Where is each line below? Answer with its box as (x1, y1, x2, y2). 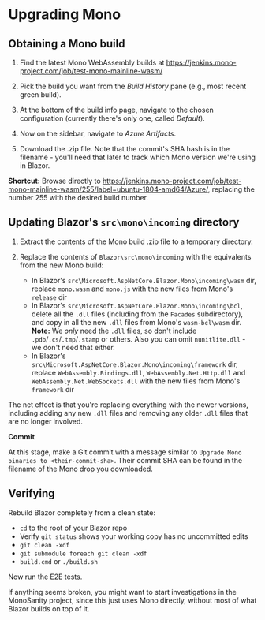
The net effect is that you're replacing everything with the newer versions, (8, 400, 248, 409)
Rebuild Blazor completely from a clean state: (8, 507, 156, 517)
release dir (31, 292, 67, 301)
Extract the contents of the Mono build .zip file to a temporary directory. (19, 237, 254, 246)
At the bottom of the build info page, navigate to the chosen (19, 105, 215, 114)
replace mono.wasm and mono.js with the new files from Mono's (31, 284, 233, 293)
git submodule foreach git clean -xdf (19, 550, 147, 558)
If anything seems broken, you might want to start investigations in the (8, 587, 237, 596)
